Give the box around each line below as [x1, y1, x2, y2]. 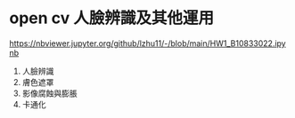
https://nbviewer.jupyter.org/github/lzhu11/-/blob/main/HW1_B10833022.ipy [9, 37, 287, 49]
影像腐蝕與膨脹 [21, 88, 78, 98]
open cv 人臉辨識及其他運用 [9, 8, 214, 28]
